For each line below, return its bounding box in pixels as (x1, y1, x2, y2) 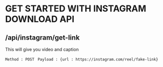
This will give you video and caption (5, 47, 79, 52)
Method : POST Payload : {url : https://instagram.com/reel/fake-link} (5, 57, 159, 62)
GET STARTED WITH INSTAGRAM (5, 3, 147, 14)
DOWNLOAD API (5, 13, 75, 25)
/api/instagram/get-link (5, 33, 80, 42)
